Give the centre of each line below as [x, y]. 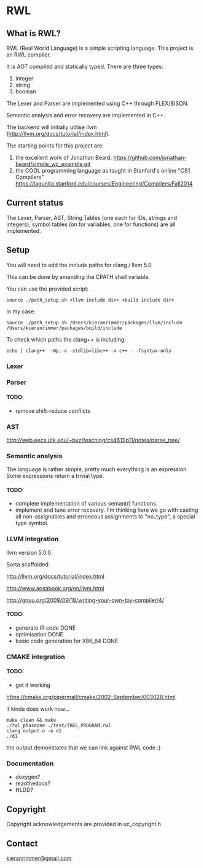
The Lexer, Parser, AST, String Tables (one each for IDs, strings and [92, 217]
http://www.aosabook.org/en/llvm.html [55, 588]
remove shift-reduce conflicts [53, 411]
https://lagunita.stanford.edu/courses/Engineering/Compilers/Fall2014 [104, 184]
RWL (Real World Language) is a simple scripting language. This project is [100, 48]
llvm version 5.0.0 [29, 552]
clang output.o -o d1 [34, 731]
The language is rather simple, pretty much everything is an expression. [97, 469]
